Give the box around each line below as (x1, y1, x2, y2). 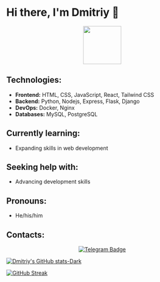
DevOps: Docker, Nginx (15, 104, 75, 111)
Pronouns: (6, 196, 47, 206)
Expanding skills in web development (15, 144, 108, 152)
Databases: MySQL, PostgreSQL (15, 110, 98, 118)
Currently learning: (6, 128, 80, 139)
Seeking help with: (6, 161, 78, 172)
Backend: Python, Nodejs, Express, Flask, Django (15, 97, 140, 105)
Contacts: (6, 230, 45, 240)
